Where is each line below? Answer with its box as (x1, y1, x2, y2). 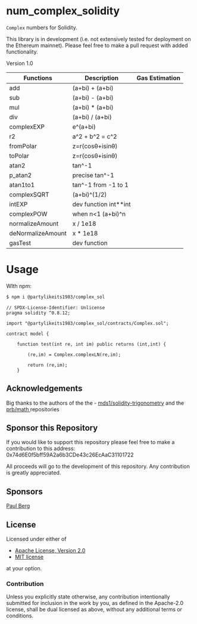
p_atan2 (9, 171, 32, 179)
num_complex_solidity (6, 4, 120, 18)
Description (84, 73, 119, 82)
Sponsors (6, 486, 43, 496)
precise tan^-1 (72, 171, 114, 179)
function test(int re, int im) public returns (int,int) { (17, 341, 167, 347)
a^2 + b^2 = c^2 (72, 132, 117, 141)
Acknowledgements (6, 383, 83, 394)
